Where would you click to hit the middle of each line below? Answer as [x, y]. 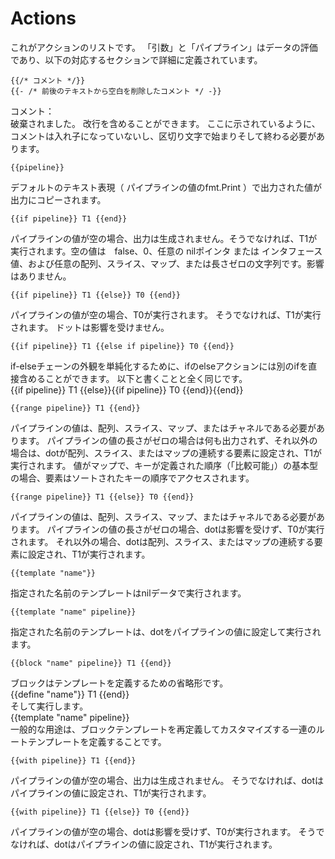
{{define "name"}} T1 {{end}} [70, 694]
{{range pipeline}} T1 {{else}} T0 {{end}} [102, 497]
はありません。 [41, 276]
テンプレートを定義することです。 [97, 741]
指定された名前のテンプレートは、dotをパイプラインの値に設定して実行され [166, 631]
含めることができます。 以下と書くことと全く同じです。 [133, 378]
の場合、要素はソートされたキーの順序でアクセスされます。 [132, 478]
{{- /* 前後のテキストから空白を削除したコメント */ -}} [116, 91]
